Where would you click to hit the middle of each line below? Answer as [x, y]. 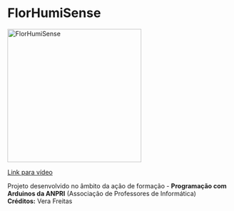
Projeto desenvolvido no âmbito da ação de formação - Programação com [117, 185]
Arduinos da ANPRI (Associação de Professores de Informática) [102, 193]
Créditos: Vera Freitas [40, 201]
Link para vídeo [30, 172]
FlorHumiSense [54, 13]
